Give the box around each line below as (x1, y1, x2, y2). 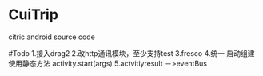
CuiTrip (8, 6, 58, 24)
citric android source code (8, 32, 96, 42)
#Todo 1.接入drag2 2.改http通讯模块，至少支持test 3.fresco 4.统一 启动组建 (8, 48, 255, 58)
